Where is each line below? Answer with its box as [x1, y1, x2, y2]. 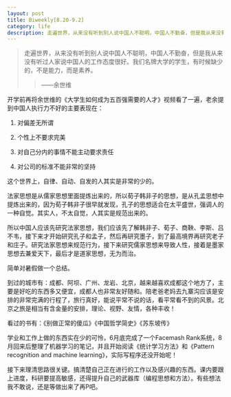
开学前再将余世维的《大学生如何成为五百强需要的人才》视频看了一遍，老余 [7, 96, 218, 104]
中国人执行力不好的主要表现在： [12, 104, 104, 112]
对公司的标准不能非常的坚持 [16, 162, 96, 171]
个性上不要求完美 [16, 133, 66, 142]
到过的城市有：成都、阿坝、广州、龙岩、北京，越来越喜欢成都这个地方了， [7, 279, 218, 287]
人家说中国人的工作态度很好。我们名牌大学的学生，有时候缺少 [47, 58, 223, 66]
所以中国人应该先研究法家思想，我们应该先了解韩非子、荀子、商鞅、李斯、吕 [7, 224, 224, 232]
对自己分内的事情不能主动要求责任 [16, 148, 114, 156]
